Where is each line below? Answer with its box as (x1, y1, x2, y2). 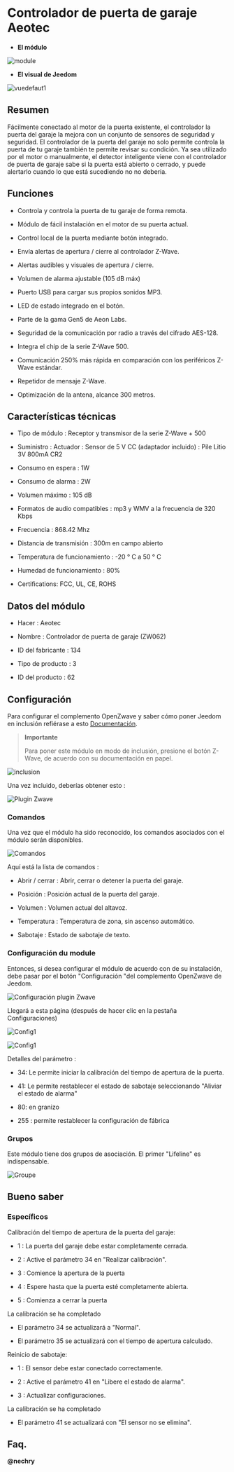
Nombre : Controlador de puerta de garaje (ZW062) (17, 632, 166, 641)
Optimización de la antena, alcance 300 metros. (17, 390, 156, 399)
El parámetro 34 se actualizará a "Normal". (17, 1323, 141, 1331)
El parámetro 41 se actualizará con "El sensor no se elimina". (17, 1418, 192, 1426)
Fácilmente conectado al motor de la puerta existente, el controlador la (7, 123, 211, 131)
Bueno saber (7, 1191, 64, 1203)
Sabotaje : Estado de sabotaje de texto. (17, 931, 131, 939)
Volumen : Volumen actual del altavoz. (17, 904, 128, 912)
